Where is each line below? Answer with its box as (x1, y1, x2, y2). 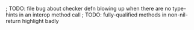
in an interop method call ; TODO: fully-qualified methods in (19, 11, 167, 18)
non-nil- (167, 11, 188, 18)
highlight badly (22, 18, 59, 24)
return (5, 18, 21, 24)
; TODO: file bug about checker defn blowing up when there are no (5, 5, 172, 12)
